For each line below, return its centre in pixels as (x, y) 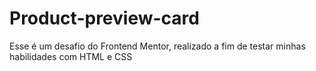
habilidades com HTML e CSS (71, 56)
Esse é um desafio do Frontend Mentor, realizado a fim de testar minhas (157, 46)
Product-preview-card (104, 18)
